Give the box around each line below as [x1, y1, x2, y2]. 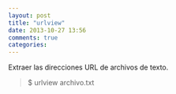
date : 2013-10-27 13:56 [8, 26, 87, 34]
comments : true [8, 33, 58, 42]
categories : [8, 41, 47, 49]
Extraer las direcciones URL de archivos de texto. [8, 62, 169, 72]
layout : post [8, 11, 51, 20]
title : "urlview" [8, 19, 66, 27]
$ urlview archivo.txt [27, 78, 95, 88]
